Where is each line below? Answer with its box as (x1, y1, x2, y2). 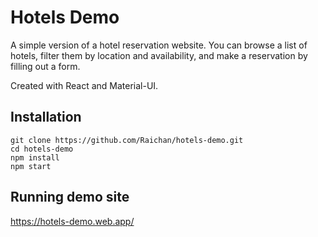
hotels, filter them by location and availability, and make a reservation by (10, 49, 308, 61)
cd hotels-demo (10, 144, 74, 154)
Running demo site (10, 189, 130, 206)
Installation (10, 109, 82, 126)
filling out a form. (10, 60, 81, 72)
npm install (10, 152, 60, 163)
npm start (10, 161, 52, 171)
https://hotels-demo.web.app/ (10, 215, 135, 227)
